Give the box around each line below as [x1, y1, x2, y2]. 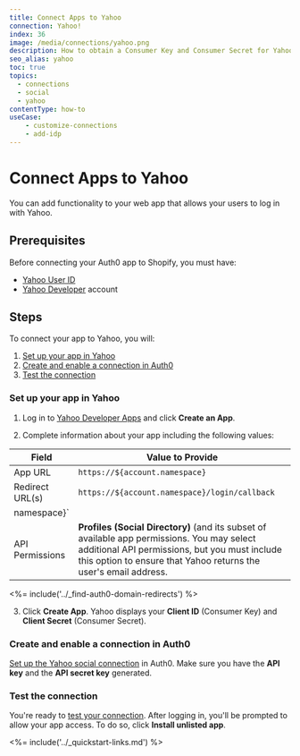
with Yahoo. [9, 207, 54, 217]
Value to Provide [146, 451, 219, 463]
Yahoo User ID [21, 274, 76, 285]
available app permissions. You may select [78, 531, 256, 544]
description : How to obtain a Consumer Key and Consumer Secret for [9, 47, 270, 55]
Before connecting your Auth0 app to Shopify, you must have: [9, 257, 237, 268]
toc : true [9, 64, 46, 72]
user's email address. [78, 565, 168, 578]
